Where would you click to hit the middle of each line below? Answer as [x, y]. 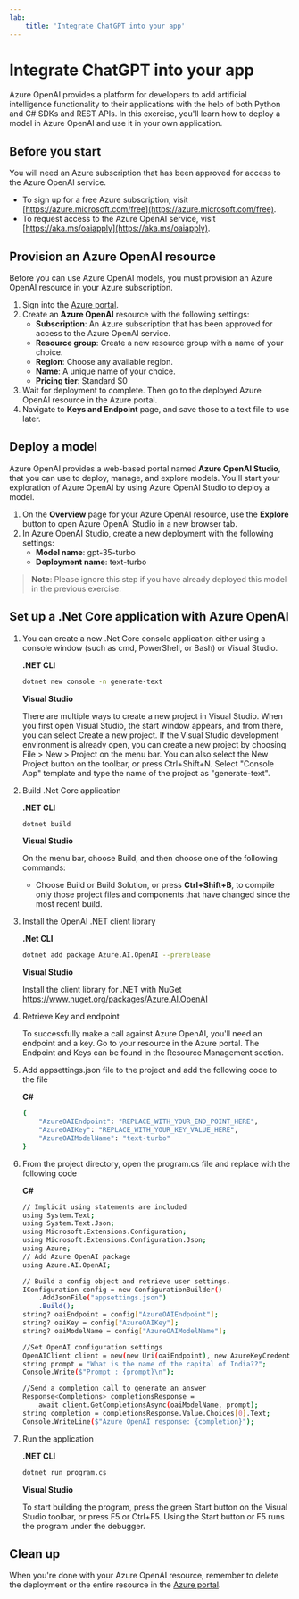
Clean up [35, 1554]
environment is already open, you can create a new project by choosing [154, 744]
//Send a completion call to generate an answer [114, 1388]
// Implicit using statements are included [104, 1207]
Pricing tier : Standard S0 [81, 381]
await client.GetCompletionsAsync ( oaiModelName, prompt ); [149, 1405]
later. [32, 419]
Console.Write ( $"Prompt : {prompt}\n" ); [98, 1372]
